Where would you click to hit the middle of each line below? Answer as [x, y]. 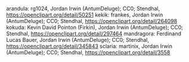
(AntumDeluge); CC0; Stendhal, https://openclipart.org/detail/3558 [88, 52]
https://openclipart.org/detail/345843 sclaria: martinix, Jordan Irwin [89, 46]
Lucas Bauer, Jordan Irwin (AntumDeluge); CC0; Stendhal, [78, 40]
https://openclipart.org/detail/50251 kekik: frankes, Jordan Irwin [85, 15]
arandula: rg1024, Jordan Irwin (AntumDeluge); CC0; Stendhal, [83, 9]
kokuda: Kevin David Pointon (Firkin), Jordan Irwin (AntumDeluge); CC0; [95, 27]
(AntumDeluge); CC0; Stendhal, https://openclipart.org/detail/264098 [92, 21]
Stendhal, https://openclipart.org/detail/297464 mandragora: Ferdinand [94, 34]
